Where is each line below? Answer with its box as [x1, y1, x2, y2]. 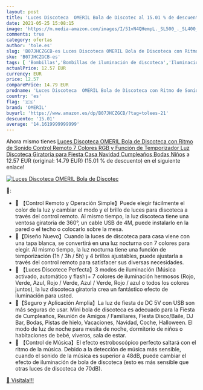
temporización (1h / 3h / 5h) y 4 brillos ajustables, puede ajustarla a [14, 252, 183, 260]
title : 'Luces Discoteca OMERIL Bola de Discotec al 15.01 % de [6, 15, 174, 21]
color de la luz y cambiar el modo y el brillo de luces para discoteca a [14, 206, 188, 213]
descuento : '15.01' [6, 115, 56, 122]
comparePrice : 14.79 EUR [6, 82, 69, 88]
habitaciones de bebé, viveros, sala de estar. [14, 332, 127, 339]
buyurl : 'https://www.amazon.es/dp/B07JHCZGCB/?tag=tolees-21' [6, 110, 169, 116]
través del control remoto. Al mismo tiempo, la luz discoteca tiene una [14, 213, 189, 220]
